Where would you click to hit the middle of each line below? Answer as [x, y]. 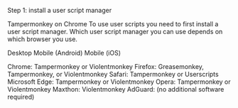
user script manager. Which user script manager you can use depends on [115, 32]
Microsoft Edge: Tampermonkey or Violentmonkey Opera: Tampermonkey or [119, 82]
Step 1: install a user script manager [60, 10]
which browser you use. [43, 39]
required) [21, 97]
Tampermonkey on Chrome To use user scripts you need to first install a [113, 24]
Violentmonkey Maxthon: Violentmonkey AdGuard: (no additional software [116, 89]
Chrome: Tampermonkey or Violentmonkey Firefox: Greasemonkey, [106, 66]
